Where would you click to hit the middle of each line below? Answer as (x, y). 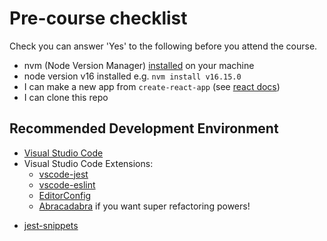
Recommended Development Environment (144, 128)
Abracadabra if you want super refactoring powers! (144, 206)
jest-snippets (51, 225)
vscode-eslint (67, 184)
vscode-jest (63, 174)
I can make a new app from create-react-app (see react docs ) (152, 86)
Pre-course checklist (98, 18)
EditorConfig (65, 195)
